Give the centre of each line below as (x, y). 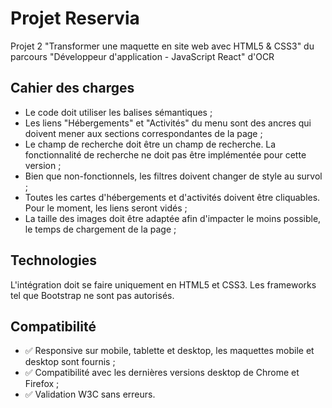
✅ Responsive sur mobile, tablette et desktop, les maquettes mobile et (169, 351)
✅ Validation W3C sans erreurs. (90, 394)
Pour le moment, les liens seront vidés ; (106, 208)
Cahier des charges (72, 88)
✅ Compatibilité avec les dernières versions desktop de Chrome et (162, 373)
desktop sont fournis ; (70, 362)
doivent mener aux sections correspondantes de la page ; (143, 133)
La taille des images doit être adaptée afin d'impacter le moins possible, (173, 218)
